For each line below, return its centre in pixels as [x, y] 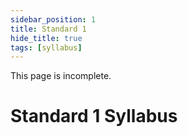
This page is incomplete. [61, 76]
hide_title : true [46, 38]
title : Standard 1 [48, 29]
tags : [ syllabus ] [46, 47]
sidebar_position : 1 [53, 19]
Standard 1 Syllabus [94, 116]
